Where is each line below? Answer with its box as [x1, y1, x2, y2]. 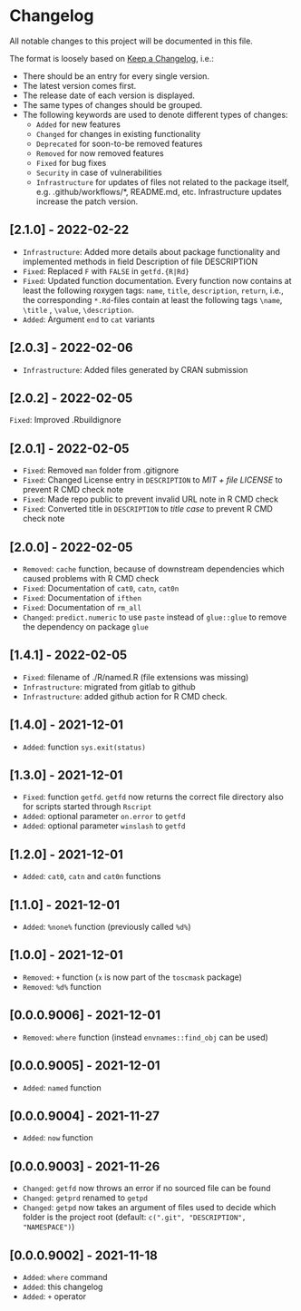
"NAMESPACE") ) [22, 1221, 75, 1232]
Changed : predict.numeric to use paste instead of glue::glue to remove [22, 611, 287, 622]
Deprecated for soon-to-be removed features [35, 138, 203, 149]
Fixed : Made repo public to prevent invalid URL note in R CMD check [22, 494, 279, 504]
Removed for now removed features [35, 147, 165, 159]
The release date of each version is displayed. [22, 90, 195, 101]
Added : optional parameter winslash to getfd [22, 820, 186, 831]
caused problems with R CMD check [22, 573, 160, 583]
